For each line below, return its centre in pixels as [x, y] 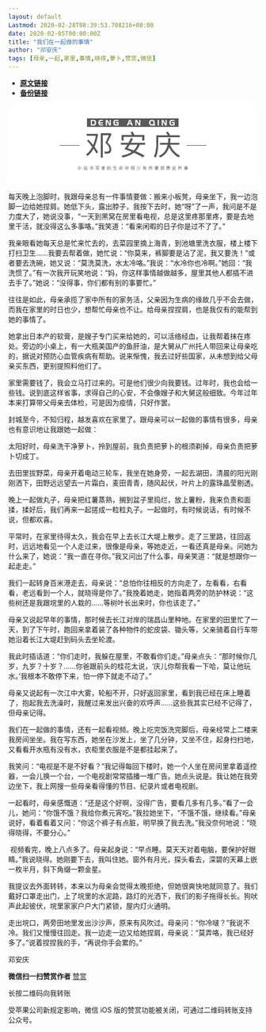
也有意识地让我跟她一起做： [53, 430]
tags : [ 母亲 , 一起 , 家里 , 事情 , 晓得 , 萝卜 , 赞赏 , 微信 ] [82, 59]
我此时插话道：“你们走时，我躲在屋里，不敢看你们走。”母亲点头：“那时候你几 [133, 656]
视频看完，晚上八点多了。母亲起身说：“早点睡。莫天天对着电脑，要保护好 [129, 850]
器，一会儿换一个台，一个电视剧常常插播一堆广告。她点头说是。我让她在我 [129, 776]
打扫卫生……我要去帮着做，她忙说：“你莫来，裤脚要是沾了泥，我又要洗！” [128, 253]
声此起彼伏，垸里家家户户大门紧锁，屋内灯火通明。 [91, 906]
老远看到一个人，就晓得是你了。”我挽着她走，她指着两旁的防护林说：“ [134, 593]
